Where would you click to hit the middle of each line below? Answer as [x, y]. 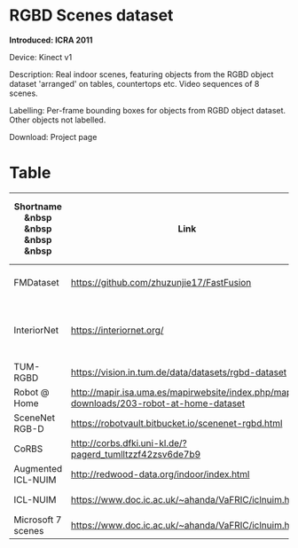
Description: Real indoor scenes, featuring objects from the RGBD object [141, 74]
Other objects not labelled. [58, 120]
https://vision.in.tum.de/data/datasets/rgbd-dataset [178, 372]
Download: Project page [53, 137]
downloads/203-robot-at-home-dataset [158, 403]
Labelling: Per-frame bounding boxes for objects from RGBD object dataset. [148, 110]
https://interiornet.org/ [117, 330]
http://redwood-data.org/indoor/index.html [160, 474]
